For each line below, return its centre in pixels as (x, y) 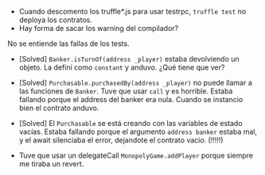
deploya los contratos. (55, 20)
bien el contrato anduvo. (59, 108)
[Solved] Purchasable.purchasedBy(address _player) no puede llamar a (135, 83)
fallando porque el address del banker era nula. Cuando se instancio (131, 99)
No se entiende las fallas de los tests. (68, 44)
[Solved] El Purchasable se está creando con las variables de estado (131, 123)
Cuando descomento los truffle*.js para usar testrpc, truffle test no (132, 11)
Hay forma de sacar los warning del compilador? (99, 28)
